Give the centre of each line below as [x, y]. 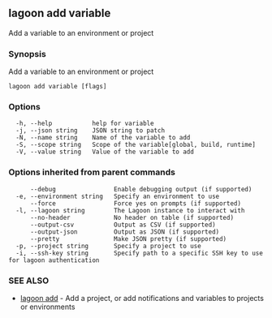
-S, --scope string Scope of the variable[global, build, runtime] [136, 145]
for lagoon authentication [54, 260]
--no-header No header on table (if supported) [132, 217]
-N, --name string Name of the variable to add [103, 138]
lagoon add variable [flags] [58, 87]
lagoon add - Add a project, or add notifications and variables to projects [142, 298]
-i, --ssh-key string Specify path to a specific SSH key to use [140, 253]
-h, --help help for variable [85, 124]
